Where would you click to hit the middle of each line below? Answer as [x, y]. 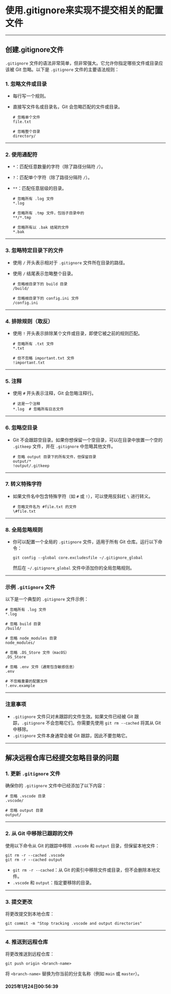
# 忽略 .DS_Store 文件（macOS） [37, 653]
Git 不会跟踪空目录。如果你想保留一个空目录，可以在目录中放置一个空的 [88, 440]
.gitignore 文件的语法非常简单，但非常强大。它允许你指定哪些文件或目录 [82, 63]
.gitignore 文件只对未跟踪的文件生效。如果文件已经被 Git [73, 716]
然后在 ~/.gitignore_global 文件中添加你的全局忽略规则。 [74, 568]
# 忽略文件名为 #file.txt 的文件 [45, 507]
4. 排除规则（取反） [29, 321]
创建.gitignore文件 [35, 50]
